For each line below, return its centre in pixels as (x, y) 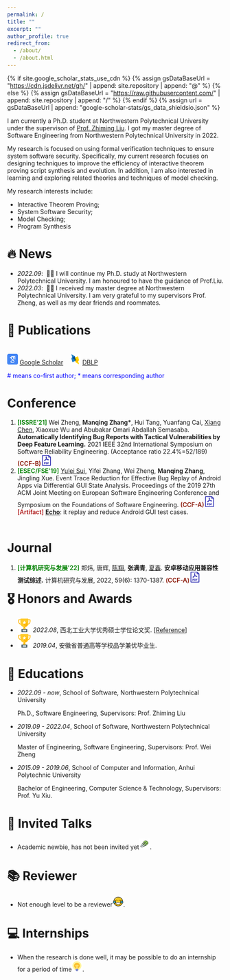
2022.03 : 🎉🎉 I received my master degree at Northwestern (101, 288)
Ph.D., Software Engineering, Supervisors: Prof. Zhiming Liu (101, 713)
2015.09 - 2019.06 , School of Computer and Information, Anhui (106, 768)
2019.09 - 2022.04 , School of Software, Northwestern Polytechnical (113, 727)
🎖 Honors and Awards (70, 599)
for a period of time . (50, 969)
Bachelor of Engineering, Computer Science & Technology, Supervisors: (119, 789)
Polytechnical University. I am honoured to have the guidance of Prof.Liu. (120, 281)
